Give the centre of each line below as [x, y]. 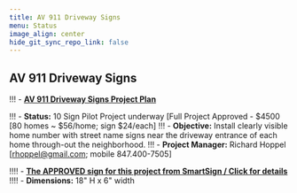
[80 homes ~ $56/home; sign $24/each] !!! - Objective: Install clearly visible [148, 126]
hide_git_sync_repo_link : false [69, 42]
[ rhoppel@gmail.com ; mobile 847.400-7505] [91, 154]
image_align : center [47, 34]
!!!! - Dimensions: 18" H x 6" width [72, 181]
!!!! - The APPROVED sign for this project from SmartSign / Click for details [148, 171]
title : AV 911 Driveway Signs [65, 17]
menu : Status [33, 26]
